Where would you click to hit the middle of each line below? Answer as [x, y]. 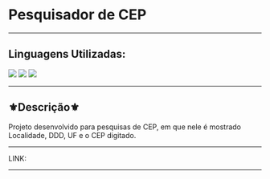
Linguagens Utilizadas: [67, 54]
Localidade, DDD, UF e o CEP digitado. [72, 135]
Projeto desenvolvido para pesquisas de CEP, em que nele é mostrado [125, 127]
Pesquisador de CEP [78, 15]
